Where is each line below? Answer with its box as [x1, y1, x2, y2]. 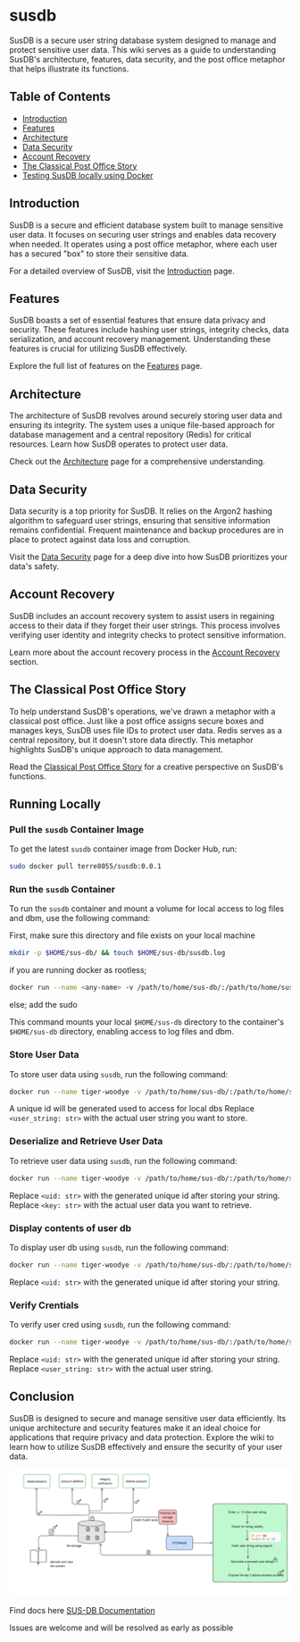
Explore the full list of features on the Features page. [9, 361, 203, 372]
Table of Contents [9, 89, 112, 105]
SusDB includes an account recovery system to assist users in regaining [9, 610, 275, 621]
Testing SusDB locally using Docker [21, 170, 154, 180]
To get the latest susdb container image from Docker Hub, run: [9, 843, 237, 854]
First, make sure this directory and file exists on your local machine [9, 930, 256, 941]
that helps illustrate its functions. [9, 63, 129, 74]
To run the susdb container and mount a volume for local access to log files [9, 903, 284, 914]
